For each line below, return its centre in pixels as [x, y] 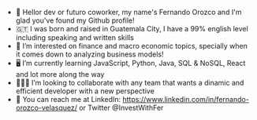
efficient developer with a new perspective [85, 91]
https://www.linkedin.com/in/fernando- [186, 99]
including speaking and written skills [74, 38]
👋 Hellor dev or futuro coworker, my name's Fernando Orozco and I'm [128, 12]
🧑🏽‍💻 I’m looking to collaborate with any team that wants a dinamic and [130, 83]
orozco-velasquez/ [46, 107]
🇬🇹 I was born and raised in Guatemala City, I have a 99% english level [132, 29]
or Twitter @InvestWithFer [121, 107]
